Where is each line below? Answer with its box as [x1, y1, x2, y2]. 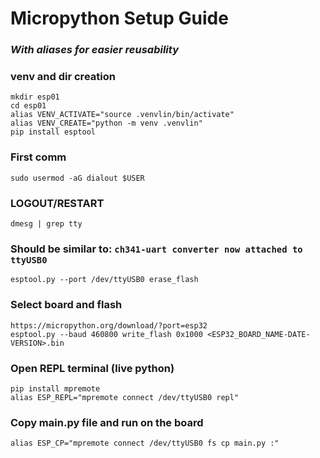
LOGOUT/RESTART [10, 196, 105, 210]
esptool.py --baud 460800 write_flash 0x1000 [10, 329, 203, 339]
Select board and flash [10, 298, 123, 312]
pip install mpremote [10, 383, 101, 394]
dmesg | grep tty [10, 219, 83, 229]
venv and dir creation [10, 70, 116, 84]
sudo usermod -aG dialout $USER [10, 173, 145, 183]
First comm [10, 150, 67, 164]
